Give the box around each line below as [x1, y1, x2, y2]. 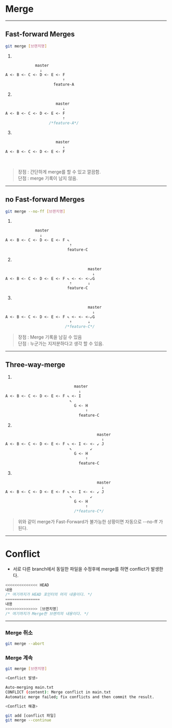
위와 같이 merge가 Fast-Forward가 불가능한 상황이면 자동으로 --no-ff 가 [17, 518, 163, 525]
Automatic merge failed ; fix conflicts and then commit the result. [5, 694, 155, 700]
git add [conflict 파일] [5, 713, 56, 718]
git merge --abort [5, 641, 45, 646]
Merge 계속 [5, 654, 33, 661]
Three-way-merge [5, 360, 66, 369]
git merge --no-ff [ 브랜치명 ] [5, 209, 66, 214]
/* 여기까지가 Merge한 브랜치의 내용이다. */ [5, 611, 89, 616]
